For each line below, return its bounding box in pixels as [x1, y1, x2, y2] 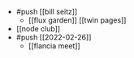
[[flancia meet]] [28, 41, 81, 51]
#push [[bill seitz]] [15, 7, 78, 16]
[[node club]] [15, 24, 61, 33]
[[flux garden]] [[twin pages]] [28, 15, 127, 25]
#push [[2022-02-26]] [15, 32, 92, 42]
